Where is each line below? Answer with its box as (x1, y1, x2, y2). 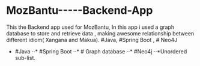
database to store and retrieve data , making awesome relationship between (6, 29, 195, 37)
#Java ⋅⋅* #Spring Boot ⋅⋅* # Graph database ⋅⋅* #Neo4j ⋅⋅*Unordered (14, 47, 187, 55)
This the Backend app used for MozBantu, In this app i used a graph (6, 23, 175, 31)
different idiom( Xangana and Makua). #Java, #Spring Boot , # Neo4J (6, 36, 178, 43)
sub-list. (14, 54, 36, 61)
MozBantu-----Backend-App (6, 4, 153, 17)
